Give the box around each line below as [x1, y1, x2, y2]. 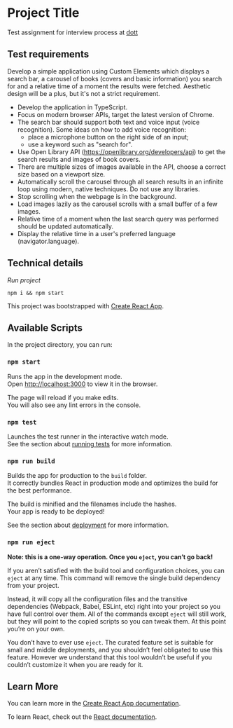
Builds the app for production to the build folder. [7, 472, 148, 480]
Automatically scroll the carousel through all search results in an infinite [17, 177, 224, 186]
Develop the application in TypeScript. [17, 103, 128, 111]
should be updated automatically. [17, 222, 114, 231]
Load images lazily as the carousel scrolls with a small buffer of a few [17, 200, 218, 208]
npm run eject [7, 538, 55, 547]
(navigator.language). [17, 237, 79, 245]
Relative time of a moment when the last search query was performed [17, 214, 219, 223]
